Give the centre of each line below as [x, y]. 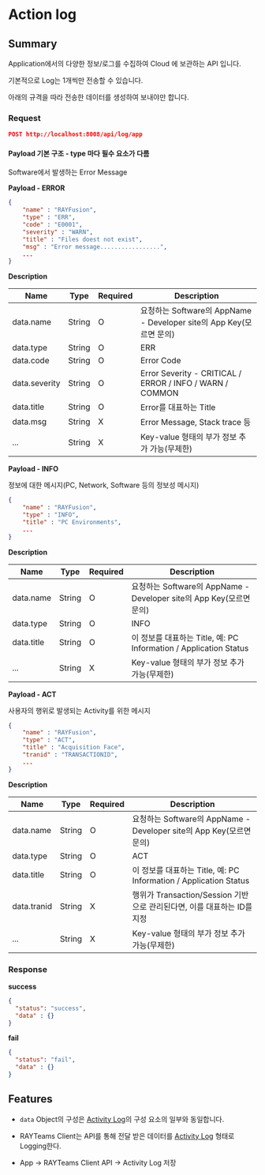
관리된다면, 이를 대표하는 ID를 [200, 907]
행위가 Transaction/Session [182, 895]
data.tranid [32, 906]
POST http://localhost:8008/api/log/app [76, 135]
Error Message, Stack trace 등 [196, 422]
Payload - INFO [34, 469]
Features [30, 1099]
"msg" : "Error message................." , [95, 246]
